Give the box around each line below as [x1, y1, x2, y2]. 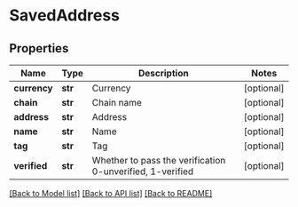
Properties [9, 41, 69, 56]
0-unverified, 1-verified [91, 165, 194, 178]
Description [137, 68, 189, 79]
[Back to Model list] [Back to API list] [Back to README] [9, 188, 213, 198]
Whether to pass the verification [91, 155, 226, 166]
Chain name [91, 97, 142, 108]
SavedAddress [9, 5, 121, 26]
